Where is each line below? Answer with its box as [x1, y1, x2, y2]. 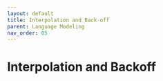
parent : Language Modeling [7, 23, 85, 30]
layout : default [7, 10, 54, 17]
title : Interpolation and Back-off [7, 17, 110, 24]
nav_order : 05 [7, 29, 48, 37]
